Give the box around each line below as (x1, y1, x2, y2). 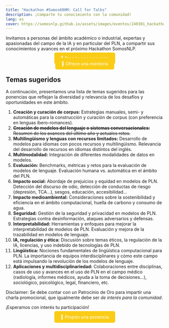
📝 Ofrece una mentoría (61, 61, 108, 67)
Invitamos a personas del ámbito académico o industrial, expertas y (6, 35, 145, 41)
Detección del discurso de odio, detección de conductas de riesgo (13, 184, 151, 190)
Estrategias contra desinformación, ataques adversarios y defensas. (13, 216, 154, 222)
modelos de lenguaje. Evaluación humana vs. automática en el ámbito (13, 168, 157, 174)
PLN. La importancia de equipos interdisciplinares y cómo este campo (13, 253, 158, 259)
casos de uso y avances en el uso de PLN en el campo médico (13, 269, 143, 275)
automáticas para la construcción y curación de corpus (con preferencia (13, 114, 163, 120)
